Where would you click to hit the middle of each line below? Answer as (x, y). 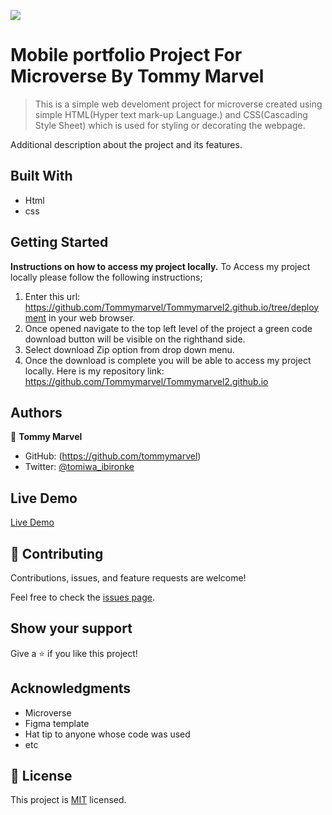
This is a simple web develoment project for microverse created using (178, 104)
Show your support (71, 628)
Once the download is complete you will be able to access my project (168, 360)
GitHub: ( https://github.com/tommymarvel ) (113, 456)
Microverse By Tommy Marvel (137, 76)
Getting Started (59, 242)
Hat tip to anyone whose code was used (107, 734)
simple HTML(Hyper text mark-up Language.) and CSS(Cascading (171, 114)
